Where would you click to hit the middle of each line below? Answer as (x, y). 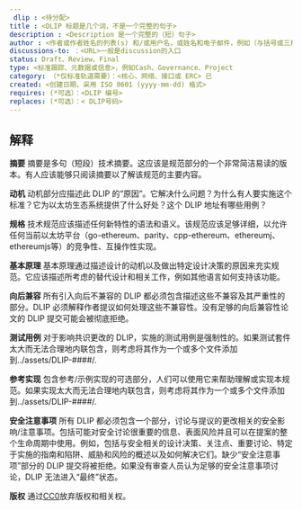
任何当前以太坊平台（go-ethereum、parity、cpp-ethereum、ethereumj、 (145, 236)
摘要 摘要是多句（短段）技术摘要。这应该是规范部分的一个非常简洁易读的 (144, 164)
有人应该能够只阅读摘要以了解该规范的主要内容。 (115, 174)
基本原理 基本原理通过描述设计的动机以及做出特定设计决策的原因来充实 (140, 265)
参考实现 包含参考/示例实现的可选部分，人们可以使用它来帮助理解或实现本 (146, 380)
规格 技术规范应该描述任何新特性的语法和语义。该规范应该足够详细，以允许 (148, 224)
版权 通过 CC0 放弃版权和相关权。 (70, 497)
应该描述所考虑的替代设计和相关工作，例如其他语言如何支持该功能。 (159, 277)
